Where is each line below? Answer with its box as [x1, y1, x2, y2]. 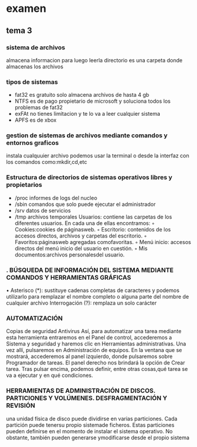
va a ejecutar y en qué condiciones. [6, 372, 93, 379]
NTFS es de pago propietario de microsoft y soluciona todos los [14, 97, 171, 105]
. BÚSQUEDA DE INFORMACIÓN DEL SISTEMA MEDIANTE [6, 266, 174, 274]
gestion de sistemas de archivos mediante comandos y [6, 131, 168, 140]
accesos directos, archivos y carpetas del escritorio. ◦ [14, 232, 147, 239]
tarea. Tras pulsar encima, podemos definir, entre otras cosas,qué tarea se [6, 366, 188, 373]
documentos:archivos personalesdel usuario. [14, 251, 125, 258]
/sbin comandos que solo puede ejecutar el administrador [14, 201, 156, 208]
